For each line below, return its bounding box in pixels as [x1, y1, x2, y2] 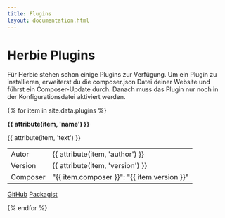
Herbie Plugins [7, 47, 96, 63]
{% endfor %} [7, 204, 48, 212]
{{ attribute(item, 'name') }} [7, 120, 90, 129]
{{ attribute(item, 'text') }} [7, 134, 81, 142]
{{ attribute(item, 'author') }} [52, 149, 144, 159]
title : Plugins [7, 10, 52, 18]
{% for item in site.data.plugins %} [7, 106, 107, 115]
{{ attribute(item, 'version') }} [52, 161, 148, 171]
